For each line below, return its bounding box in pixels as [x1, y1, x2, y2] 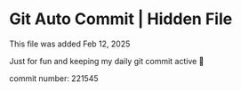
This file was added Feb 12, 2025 [9, 38, 131, 49]
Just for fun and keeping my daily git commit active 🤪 [9, 55, 205, 66]
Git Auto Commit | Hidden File [9, 9, 233, 29]
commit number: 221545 [9, 72, 100, 84]
